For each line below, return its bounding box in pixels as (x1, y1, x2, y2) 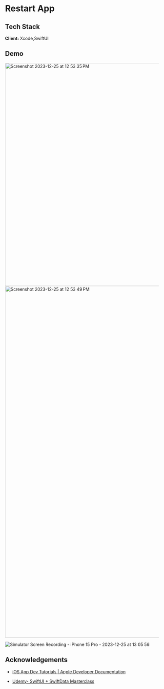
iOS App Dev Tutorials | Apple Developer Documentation (12, 668, 126, 674)
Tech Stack (5, 23, 40, 31)
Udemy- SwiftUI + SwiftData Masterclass (12, 678, 95, 684)
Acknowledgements (5, 656, 68, 664)
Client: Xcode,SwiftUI (5, 35, 49, 41)
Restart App (5, 3, 55, 14)
